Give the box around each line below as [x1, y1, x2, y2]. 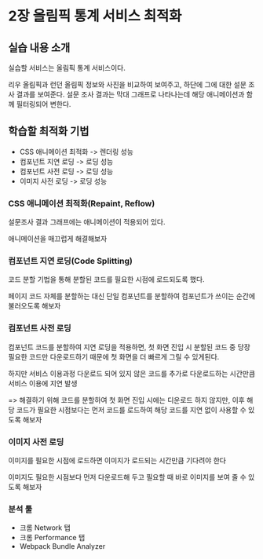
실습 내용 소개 [8, 41, 71, 54]
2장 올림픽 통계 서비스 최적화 [8, 7, 182, 25]
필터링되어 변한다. [16, 100, 71, 108]
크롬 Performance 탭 [19, 533, 86, 543]
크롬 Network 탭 [19, 523, 71, 532]
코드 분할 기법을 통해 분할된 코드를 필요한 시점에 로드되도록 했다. [8, 275, 206, 284]
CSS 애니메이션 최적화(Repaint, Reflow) [8, 198, 155, 209]
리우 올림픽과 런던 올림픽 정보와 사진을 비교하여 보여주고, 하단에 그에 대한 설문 [8, 80, 247, 89]
